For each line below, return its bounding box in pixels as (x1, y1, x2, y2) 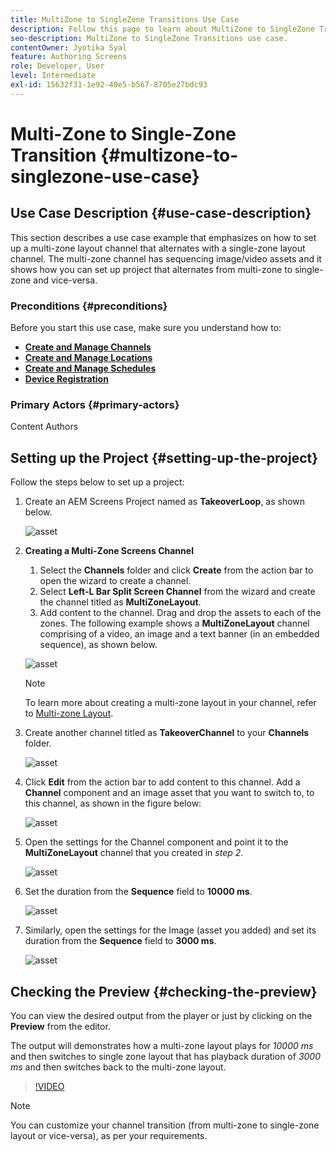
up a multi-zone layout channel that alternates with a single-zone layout (10, 242, 306, 254)
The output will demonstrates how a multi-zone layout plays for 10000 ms (10, 1039, 314, 1051)
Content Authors (10, 421, 79, 433)
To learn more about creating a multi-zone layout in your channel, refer (24, 697, 317, 709)
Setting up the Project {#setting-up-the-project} (10, 449, 319, 466)
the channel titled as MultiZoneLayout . (39, 596, 202, 608)
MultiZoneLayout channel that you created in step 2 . (24, 847, 244, 859)
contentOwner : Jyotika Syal (10, 42, 128, 53)
